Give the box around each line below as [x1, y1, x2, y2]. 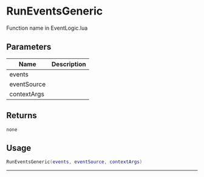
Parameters [6, 42, 52, 52]
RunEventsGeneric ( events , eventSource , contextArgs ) [6, 159, 143, 165]
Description [51, 59, 86, 68]
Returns [6, 110, 38, 121]
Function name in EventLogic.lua [6, 24, 88, 32]
